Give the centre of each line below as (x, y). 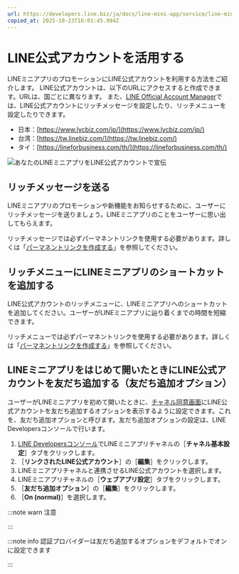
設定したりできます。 (38, 115)
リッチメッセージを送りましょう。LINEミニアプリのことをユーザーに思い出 (117, 215)
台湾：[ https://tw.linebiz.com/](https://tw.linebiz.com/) (97, 139)
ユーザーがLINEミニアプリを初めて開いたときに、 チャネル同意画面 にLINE (115, 402)
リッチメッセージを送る (59, 187)
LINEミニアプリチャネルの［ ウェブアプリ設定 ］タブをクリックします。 (121, 479)
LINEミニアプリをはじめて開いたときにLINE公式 (112, 370)
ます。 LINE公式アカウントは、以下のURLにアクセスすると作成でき (117, 88)
